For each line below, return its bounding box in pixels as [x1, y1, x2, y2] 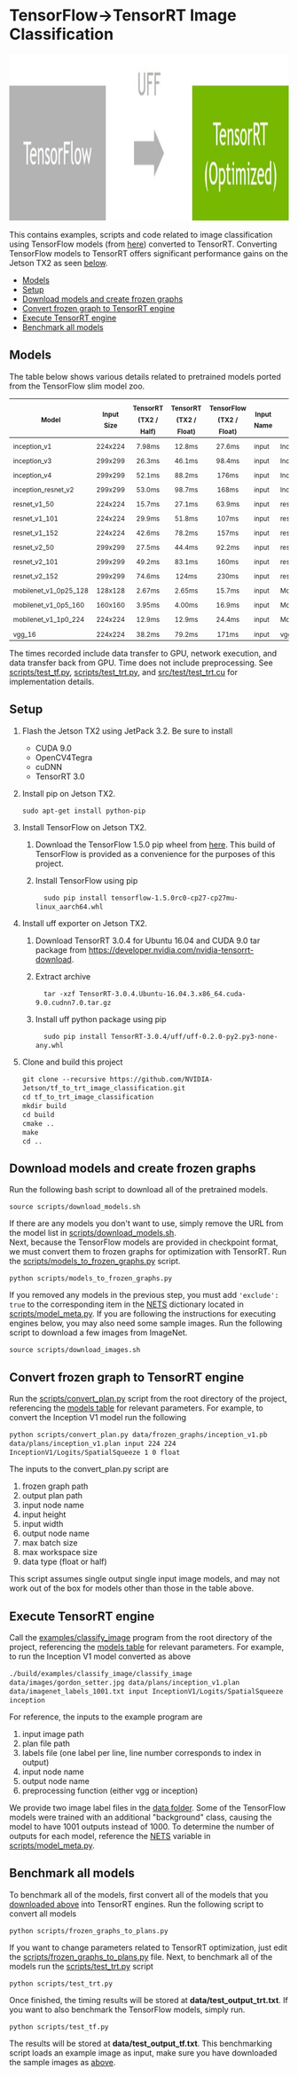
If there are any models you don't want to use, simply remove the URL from [9, 1218, 284, 1229]
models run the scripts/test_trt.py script [9, 1961, 153, 1971]
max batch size [21, 1537, 78, 1548]
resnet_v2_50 [12, 543, 55, 553]
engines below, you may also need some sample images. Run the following [9, 1318, 283, 1329]
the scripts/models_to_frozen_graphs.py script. [9, 1256, 181, 1267]
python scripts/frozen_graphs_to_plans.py [9, 1926, 169, 1935]
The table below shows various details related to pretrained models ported [9, 371, 281, 381]
